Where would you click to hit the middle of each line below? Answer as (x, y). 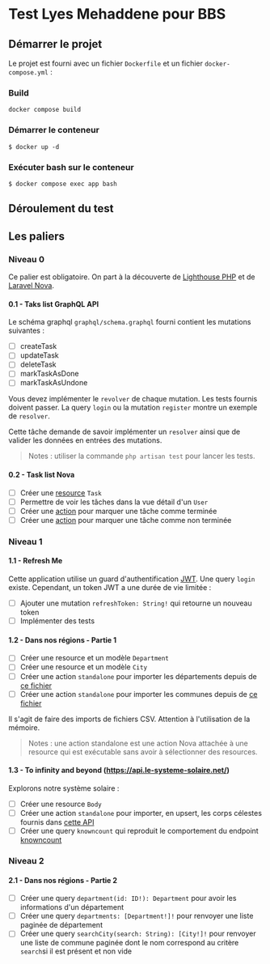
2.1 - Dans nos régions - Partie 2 (63, 880)
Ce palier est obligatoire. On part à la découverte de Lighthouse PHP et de (132, 277)
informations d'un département (72, 907)
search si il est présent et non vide (76, 951)
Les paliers (36, 236)
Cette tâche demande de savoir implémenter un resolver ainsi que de (124, 432)
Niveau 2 (26, 860)
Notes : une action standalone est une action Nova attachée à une (138, 743)
